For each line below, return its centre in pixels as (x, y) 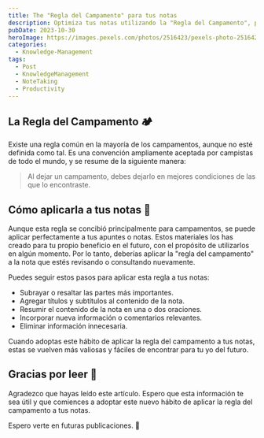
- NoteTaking (37, 81)
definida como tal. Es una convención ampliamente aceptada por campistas (131, 153)
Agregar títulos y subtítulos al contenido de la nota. (102, 301)
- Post (26, 67)
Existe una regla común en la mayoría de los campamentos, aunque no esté (130, 145)
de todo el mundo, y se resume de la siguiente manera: (97, 161)
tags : (17, 60)
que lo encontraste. (59, 185)
